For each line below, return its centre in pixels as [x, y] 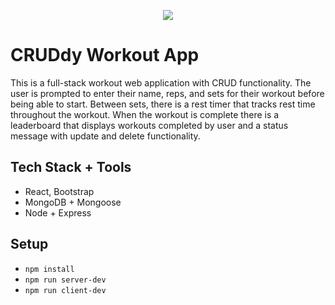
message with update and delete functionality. [105, 136]
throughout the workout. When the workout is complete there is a [145, 114]
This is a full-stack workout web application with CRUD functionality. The [161, 82]
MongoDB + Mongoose [73, 202]
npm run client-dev [65, 290]
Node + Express [58, 212]
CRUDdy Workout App [105, 55]
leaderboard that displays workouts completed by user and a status [149, 125]
